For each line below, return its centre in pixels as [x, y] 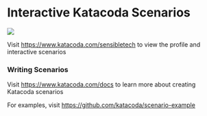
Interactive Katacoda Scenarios [99, 13]
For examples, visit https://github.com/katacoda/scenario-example [101, 105]
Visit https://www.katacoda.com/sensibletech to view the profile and [104, 44]
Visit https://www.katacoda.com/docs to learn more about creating [101, 84]
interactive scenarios [37, 51]
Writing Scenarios [38, 69]
